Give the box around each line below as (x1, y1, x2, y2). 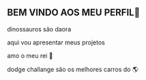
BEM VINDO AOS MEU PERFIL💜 (7, 7, 141, 18)
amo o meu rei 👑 (7, 51, 53, 59)
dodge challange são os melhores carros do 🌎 (7, 65, 138, 73)
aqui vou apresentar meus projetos (7, 38, 106, 46)
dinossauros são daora (7, 25, 72, 33)
